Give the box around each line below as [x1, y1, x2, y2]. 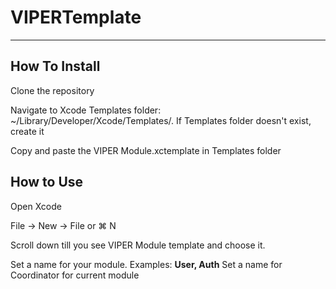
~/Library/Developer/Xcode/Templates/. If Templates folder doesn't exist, [10, 114, 312, 126]
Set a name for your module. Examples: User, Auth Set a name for [10, 258, 283, 270]
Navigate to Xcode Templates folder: [10, 104, 162, 116]
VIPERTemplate [10, 6, 142, 29]
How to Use [10, 174, 84, 191]
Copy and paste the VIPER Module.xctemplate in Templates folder [10, 144, 282, 156]
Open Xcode [10, 200, 62, 212]
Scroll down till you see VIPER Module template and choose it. [10, 239, 266, 251]
